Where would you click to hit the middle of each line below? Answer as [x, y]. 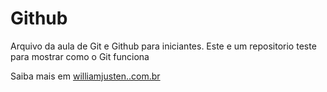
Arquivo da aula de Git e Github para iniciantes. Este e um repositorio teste [163, 46]
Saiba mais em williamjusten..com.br [85, 76]
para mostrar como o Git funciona [80, 56]
